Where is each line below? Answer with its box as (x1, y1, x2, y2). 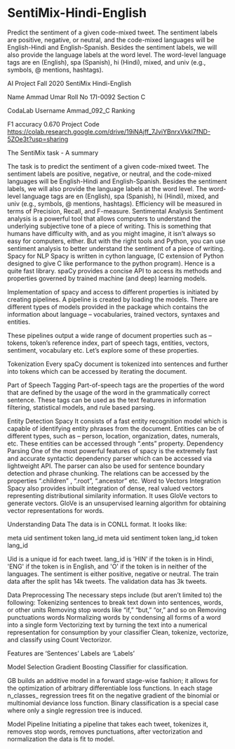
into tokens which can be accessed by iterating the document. (7, 367, 187, 375)
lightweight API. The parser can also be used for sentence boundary (7, 462, 205, 470)
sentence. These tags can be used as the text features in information (7, 396, 207, 404)
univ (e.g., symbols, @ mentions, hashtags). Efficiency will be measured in (7, 199, 222, 208)
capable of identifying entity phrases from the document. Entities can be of (7, 424, 224, 433)
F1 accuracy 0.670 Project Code (7, 119, 100, 128)
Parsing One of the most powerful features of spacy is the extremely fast (7, 446, 218, 455)
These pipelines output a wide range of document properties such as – (7, 331, 212, 339)
